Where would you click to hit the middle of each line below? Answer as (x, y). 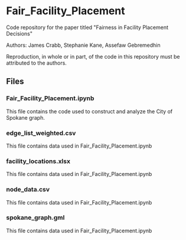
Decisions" (19, 33)
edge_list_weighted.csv (41, 133)
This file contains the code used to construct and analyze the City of (89, 111)
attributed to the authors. (36, 63)
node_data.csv (28, 190)
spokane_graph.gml (35, 217)
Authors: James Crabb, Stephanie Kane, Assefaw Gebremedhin (83, 45)
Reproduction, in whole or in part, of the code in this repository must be (93, 56)
